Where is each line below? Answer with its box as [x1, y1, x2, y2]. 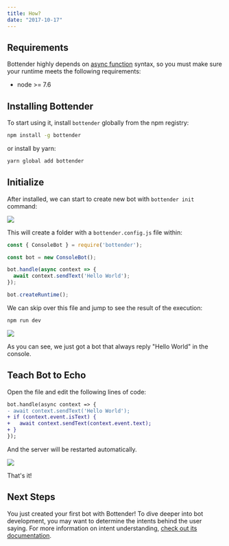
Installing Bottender [7, 100, 94, 112]
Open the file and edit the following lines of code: [7, 388, 146, 396]
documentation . [7, 531, 52, 539]
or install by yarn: [7, 145, 56, 152]
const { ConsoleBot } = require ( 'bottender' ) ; [7, 241, 143, 248]
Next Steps [7, 491, 56, 503]
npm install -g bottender [7, 132, 81, 139]
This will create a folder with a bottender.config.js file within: [7, 228, 183, 237]
